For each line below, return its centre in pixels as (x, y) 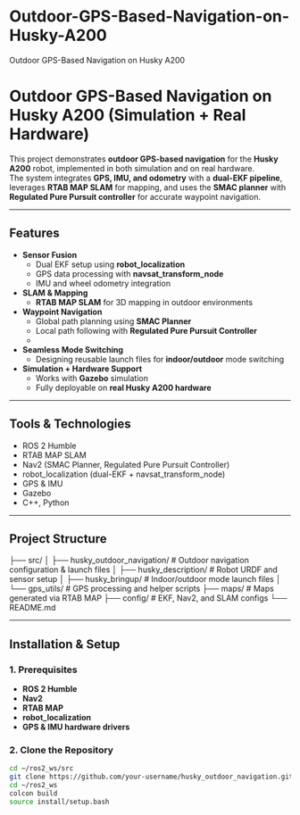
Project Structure (58, 539)
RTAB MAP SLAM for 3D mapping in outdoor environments (144, 302)
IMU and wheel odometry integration (103, 283)
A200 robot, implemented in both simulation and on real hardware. (132, 168)
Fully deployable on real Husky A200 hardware (123, 387)
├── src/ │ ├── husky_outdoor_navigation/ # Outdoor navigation (129, 561)
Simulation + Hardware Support (82, 369)
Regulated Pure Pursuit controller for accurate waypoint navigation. (135, 196)
